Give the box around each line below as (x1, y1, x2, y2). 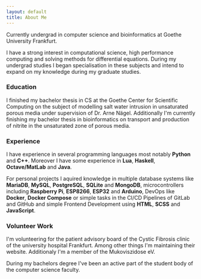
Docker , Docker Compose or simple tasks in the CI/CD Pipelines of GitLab (6, 194, 190, 202)
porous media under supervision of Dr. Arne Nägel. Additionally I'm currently (6, 109, 196, 116)
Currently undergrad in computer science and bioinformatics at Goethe (6, 31, 182, 38)
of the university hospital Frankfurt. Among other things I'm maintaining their (6, 242, 196, 249)
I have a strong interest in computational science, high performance (6, 49, 174, 56)
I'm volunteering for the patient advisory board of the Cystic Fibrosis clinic (6, 235, 190, 243)
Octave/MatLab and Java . (6, 163, 72, 171)
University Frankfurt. (6, 37, 58, 44)
